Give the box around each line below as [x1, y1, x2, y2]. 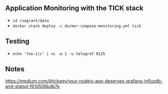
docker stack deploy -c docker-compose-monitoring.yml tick [12, 23, 141, 28]
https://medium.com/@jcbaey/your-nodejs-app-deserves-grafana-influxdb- [5, 78, 163, 84]
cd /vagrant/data [12, 18, 49, 23]
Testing [5, 37, 30, 45]
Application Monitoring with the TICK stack [5, 4, 144, 12]
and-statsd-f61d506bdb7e [5, 83, 60, 89]
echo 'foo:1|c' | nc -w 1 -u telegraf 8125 [12, 51, 106, 56]
